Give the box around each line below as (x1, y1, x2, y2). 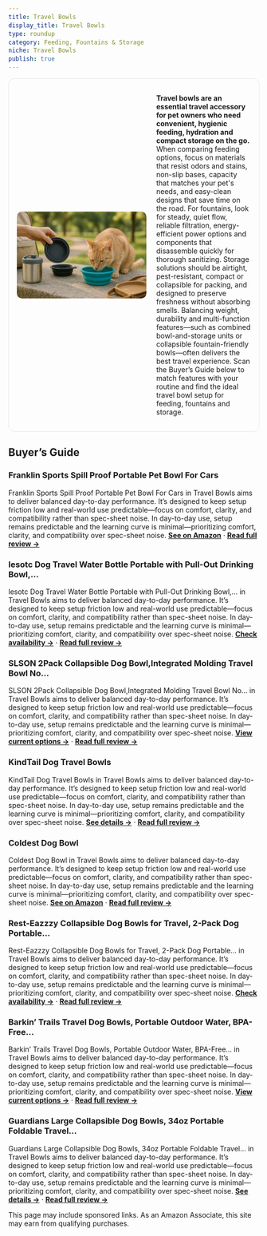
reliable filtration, (156, 220, 212, 230)
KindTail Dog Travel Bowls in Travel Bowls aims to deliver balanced (8, 774, 228, 784)
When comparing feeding (156, 145, 241, 153)
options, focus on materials (156, 153, 245, 162)
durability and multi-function (156, 314, 249, 323)
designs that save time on (156, 196, 241, 204)
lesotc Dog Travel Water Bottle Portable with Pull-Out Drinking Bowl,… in (8, 587, 245, 596)
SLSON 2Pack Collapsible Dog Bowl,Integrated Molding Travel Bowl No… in (8, 686, 256, 695)
